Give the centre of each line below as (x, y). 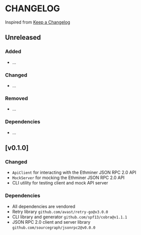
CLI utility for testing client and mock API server (60, 183)
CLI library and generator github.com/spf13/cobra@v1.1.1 (70, 217)
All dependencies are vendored (44, 206)
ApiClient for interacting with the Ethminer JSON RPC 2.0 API (74, 173)
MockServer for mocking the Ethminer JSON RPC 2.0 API (68, 178)
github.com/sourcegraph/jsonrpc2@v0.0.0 (54, 228)
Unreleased (23, 38)
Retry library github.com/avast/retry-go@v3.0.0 (60, 211)
